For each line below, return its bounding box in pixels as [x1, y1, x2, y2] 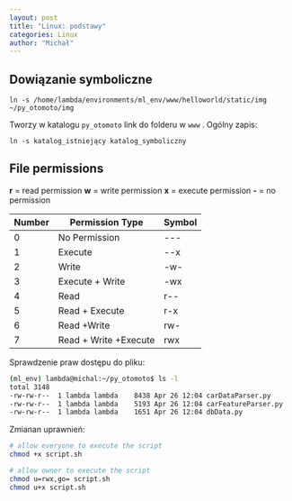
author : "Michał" [9, 38, 75, 48]
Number [13, 215, 49, 228]
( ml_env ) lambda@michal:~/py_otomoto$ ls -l [9, 374, 179, 383]
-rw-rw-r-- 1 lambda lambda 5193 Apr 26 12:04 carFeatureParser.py [9, 399, 283, 408]
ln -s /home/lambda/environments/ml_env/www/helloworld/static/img [9, 96, 268, 105]
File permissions [9, 161, 104, 177]
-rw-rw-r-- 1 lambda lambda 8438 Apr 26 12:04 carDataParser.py [9, 391, 271, 400]
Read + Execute [58, 304, 125, 316]
